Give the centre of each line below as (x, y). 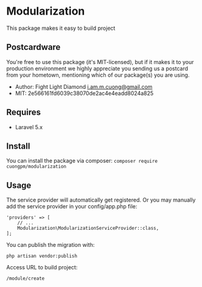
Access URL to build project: (42, 268)
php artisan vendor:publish (42, 256)
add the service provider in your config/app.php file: (72, 207)
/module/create (26, 278)
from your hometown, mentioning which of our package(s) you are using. (98, 75)
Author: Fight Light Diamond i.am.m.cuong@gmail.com (84, 87)
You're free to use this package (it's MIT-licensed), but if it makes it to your (100, 62)
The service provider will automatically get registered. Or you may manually (101, 200)
